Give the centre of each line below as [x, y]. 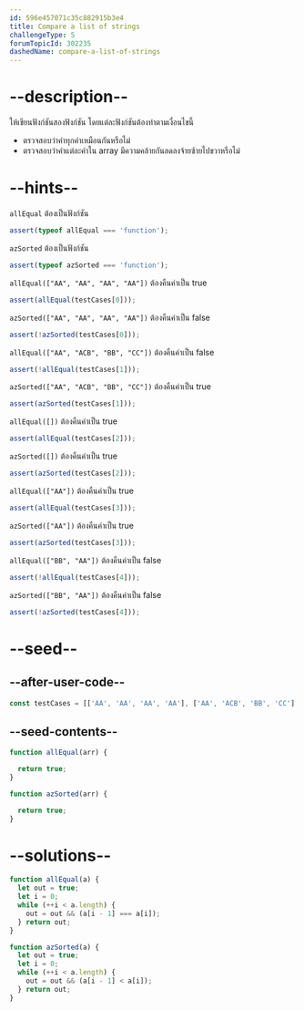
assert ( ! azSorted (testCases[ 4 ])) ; [75, 612]
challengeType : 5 [42, 35]
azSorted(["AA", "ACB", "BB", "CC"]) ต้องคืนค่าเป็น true [111, 387]
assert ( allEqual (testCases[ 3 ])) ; [73, 508]
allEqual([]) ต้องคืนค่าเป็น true [64, 421]
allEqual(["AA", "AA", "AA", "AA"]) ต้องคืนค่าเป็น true [108, 283]
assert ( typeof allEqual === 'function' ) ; [89, 231]
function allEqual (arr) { [58, 753]
